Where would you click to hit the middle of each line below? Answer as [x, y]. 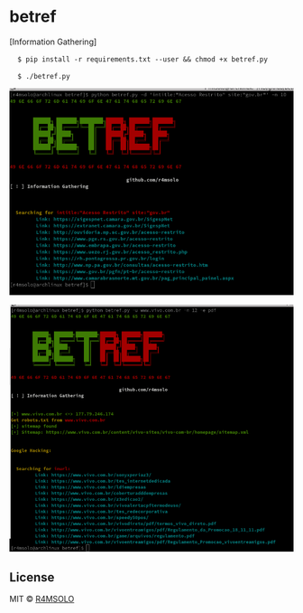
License [32, 577]
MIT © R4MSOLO [42, 599]
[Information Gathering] [53, 42]
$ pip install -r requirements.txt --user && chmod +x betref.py [143, 59]
